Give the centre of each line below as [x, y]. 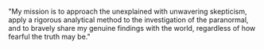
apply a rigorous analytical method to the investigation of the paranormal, [128, 20]
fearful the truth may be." [49, 36]
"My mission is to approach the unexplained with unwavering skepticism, [128, 11]
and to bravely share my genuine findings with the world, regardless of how [132, 28]
